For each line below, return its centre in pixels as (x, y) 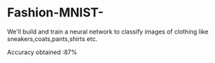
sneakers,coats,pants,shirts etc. (52, 38)
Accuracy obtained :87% (42, 52)
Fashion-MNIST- (56, 13)
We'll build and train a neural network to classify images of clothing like (108, 32)
